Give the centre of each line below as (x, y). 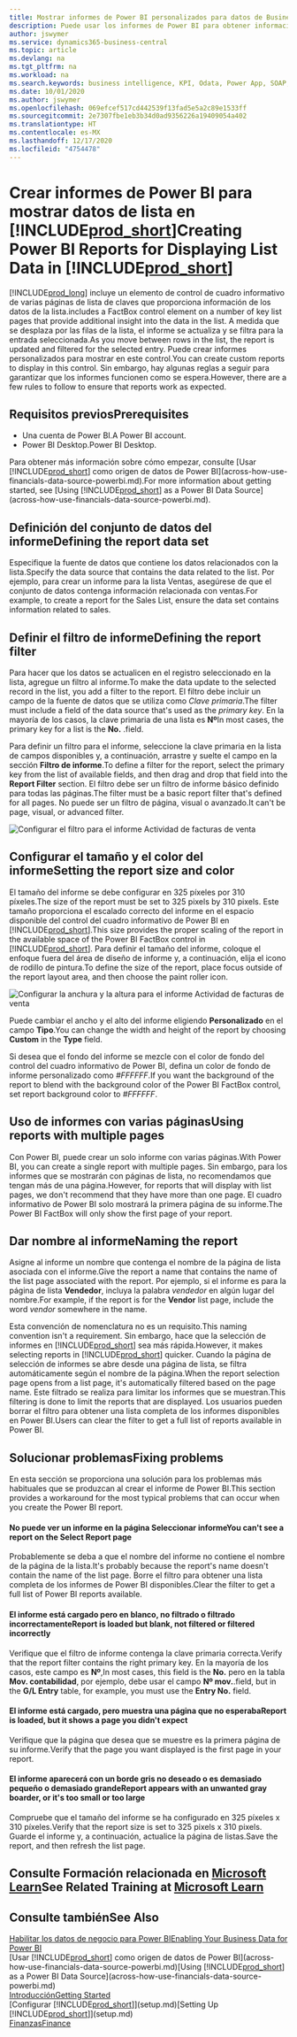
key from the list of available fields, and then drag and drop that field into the (148, 774)
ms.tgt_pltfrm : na (43, 67)
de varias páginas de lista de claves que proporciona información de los (140, 302)
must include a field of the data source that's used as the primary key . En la (147, 710)
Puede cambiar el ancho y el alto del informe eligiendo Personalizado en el (146, 1020)
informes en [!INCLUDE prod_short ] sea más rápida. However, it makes (136, 1345)
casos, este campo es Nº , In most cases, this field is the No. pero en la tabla (147, 1672)
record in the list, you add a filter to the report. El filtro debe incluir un (135, 692)
